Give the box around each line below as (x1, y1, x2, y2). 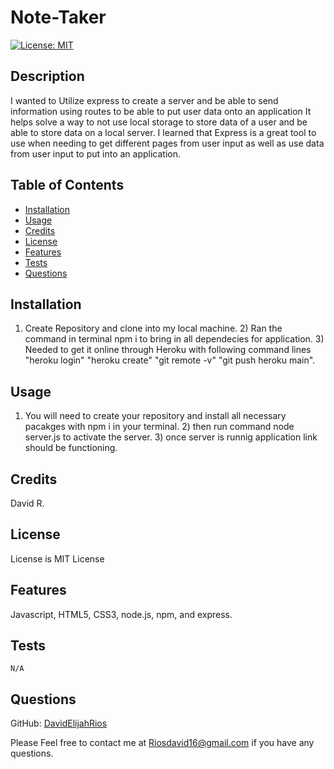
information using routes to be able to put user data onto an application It (10, 105, 312, 117)
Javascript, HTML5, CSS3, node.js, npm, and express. (10, 608, 233, 620)
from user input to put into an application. (10, 147, 181, 160)
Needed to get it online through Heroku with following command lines (24, 344, 312, 356)
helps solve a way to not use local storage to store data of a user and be (10, 116, 308, 128)
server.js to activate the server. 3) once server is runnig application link (24, 431, 318, 443)
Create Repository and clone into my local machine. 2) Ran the (24, 322, 283, 335)
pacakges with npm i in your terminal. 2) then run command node (24, 421, 295, 433)
